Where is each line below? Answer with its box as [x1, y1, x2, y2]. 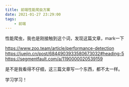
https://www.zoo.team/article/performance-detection [5, 45, 114, 51]
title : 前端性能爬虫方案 [5, 7, 51, 12]
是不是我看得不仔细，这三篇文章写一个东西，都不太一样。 [5, 66, 123, 72]
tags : [5, 16, 16, 21]
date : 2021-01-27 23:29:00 [5, 12, 61, 17]
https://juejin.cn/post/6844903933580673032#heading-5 [5, 51, 125, 57]
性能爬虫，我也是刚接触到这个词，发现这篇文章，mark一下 [5, 35, 125, 41]
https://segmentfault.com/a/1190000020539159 [5, 56, 103, 62]
